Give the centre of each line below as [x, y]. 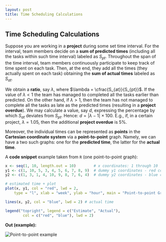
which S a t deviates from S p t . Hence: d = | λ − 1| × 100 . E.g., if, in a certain [79, 116]
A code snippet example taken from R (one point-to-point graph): [72, 157]
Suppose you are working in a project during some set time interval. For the [82, 46]
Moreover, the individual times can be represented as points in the [73, 132]
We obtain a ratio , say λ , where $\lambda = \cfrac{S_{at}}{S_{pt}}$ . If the [80, 89]
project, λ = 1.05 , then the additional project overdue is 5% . [66, 122]
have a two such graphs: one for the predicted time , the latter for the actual [83, 142]
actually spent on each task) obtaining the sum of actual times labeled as [80, 73]
